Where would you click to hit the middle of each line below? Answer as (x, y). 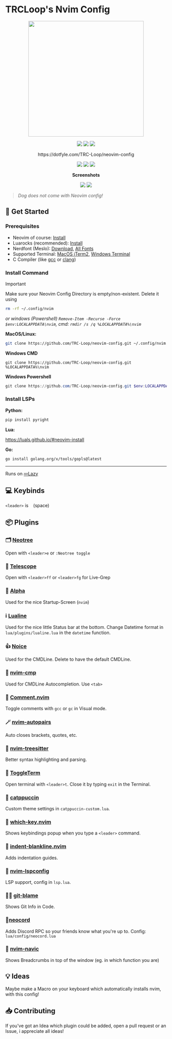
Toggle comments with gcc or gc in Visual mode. (56, 708)
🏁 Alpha (15, 591)
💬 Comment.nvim (27, 697)
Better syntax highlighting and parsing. (46, 759)
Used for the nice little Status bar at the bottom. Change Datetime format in (84, 627)
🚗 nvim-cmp (21, 673)
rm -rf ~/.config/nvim (29, 309)
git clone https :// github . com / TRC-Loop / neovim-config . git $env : (75, 386)
